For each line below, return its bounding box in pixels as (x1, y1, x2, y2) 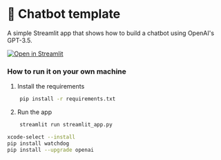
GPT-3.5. (7, 36, 32, 44)
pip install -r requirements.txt (19, 95, 116, 102)
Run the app (17, 108, 52, 116)
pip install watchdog (7, 140, 70, 147)
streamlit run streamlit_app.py (19, 122, 113, 128)
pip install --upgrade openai (7, 146, 95, 153)
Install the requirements (17, 82, 85, 91)
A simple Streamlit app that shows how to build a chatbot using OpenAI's (7, 29, 215, 37)
